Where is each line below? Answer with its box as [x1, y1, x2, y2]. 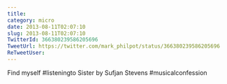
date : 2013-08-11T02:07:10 [7, 23, 86, 30]
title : [7, 10, 27, 17]
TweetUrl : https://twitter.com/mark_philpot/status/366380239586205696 [7, 43, 220, 50]
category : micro [7, 17, 54, 24]
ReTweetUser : [7, 50, 45, 57]
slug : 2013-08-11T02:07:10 [7, 29, 86, 37]
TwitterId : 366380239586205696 [7, 36, 98, 43]
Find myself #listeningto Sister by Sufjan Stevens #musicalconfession [7, 68, 207, 77]
